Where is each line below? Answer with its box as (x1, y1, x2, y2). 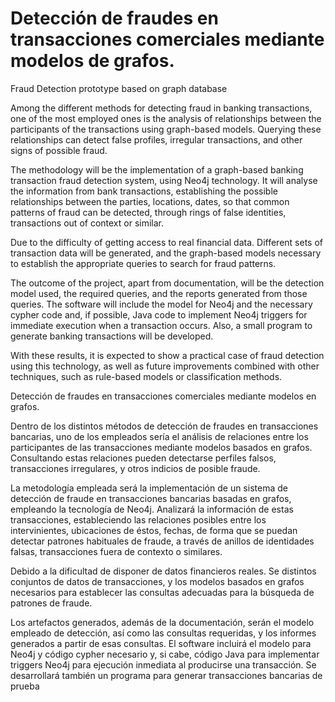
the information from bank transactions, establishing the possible (10, 185, 278, 197)
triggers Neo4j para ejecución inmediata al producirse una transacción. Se (10, 658, 317, 671)
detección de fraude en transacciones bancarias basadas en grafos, (10, 492, 292, 504)
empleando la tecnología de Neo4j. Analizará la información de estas (10, 503, 294, 515)
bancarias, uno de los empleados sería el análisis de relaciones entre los (10, 430, 309, 442)
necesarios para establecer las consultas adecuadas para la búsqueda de (10, 586, 315, 598)
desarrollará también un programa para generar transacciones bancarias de (10, 669, 323, 681)
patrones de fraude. (10, 597, 93, 609)
